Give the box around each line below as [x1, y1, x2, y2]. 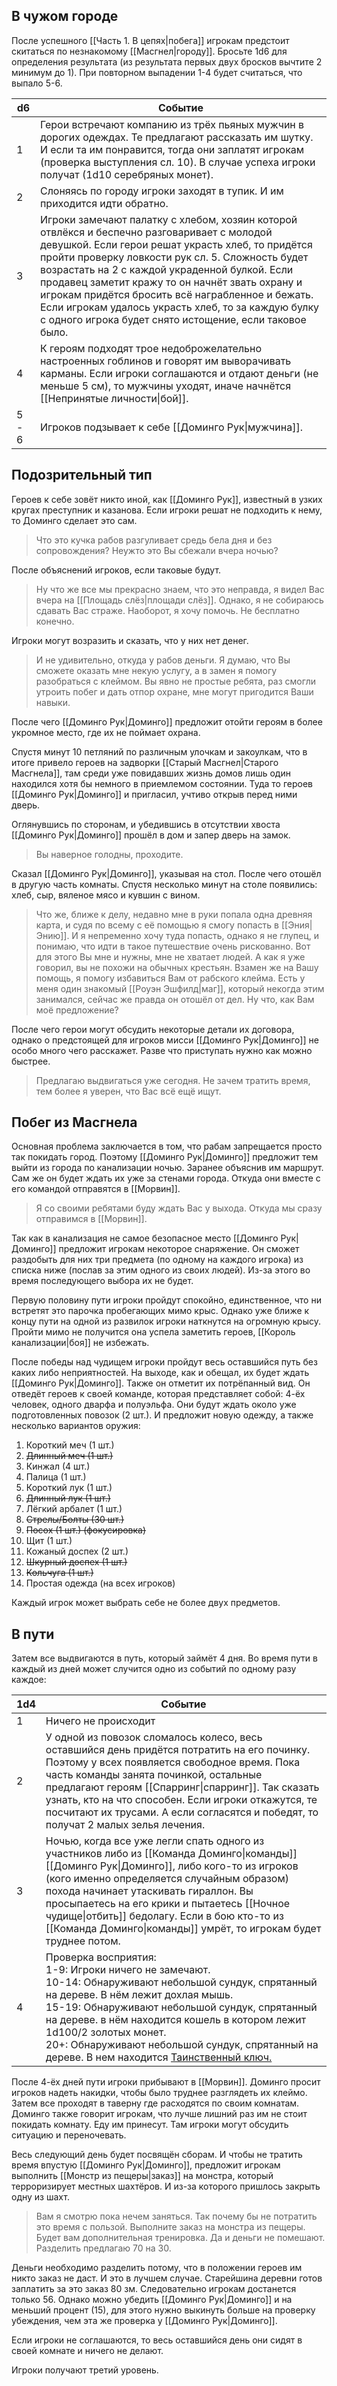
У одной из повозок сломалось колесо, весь [45, 1730, 263, 1744]
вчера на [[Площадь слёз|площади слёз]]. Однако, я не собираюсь [35, 594, 324, 606]
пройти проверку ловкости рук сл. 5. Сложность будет [39, 250, 309, 264]
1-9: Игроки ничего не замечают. [45, 1963, 211, 1977]
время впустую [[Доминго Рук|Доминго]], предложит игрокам [11, 2159, 281, 2171]
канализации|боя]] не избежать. [11, 1337, 150, 1349]
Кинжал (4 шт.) [25, 1460, 91, 1473]
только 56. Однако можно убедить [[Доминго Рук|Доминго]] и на [11, 2294, 293, 2306]
